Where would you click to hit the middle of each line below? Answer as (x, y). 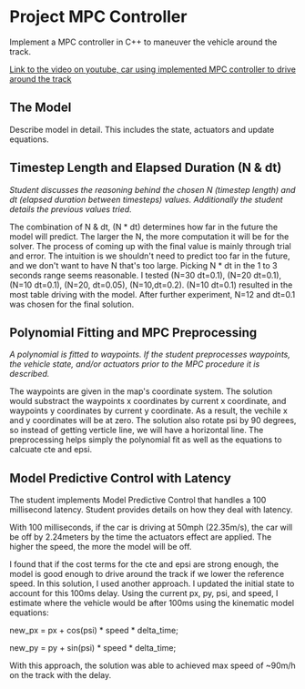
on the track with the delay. (61, 675)
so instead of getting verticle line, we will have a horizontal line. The (137, 431)
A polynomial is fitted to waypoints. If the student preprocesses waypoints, (150, 355)
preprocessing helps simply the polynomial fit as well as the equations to (146, 440)
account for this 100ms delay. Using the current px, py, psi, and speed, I (144, 593)
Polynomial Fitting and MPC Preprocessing (133, 333)
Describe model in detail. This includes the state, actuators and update (142, 129)
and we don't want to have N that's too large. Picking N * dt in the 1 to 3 (143, 265)
